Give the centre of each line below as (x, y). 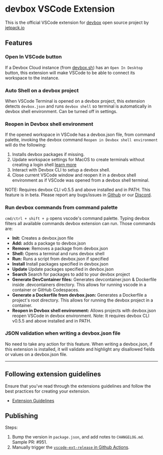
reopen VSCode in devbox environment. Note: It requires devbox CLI (81, 316)
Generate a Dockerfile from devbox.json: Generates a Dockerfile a (79, 295)
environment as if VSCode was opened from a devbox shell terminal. (81, 180)
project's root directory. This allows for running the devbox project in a (82, 300)
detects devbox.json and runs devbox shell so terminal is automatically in (78, 106)
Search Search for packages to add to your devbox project (71, 274)
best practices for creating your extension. (48, 391)
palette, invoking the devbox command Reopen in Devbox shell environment (81, 140)
